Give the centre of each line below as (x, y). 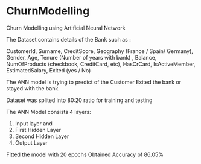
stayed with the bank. (33, 88)
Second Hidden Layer (42, 136)
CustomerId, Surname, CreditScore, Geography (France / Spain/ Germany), (100, 51)
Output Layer (31, 142)
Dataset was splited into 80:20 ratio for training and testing (79, 100)
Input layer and (33, 123)
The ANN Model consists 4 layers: (49, 112)
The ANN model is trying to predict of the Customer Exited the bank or (94, 82)
